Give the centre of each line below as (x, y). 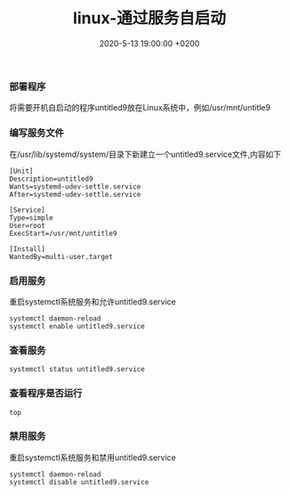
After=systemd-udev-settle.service (75, 194)
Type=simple (31, 218)
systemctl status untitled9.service (77, 369)
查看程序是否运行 (46, 394)
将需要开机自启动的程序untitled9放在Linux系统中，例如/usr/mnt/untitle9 (140, 108)
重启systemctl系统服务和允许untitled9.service (93, 301)
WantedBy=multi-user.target (61, 256)
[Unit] (21, 171)
